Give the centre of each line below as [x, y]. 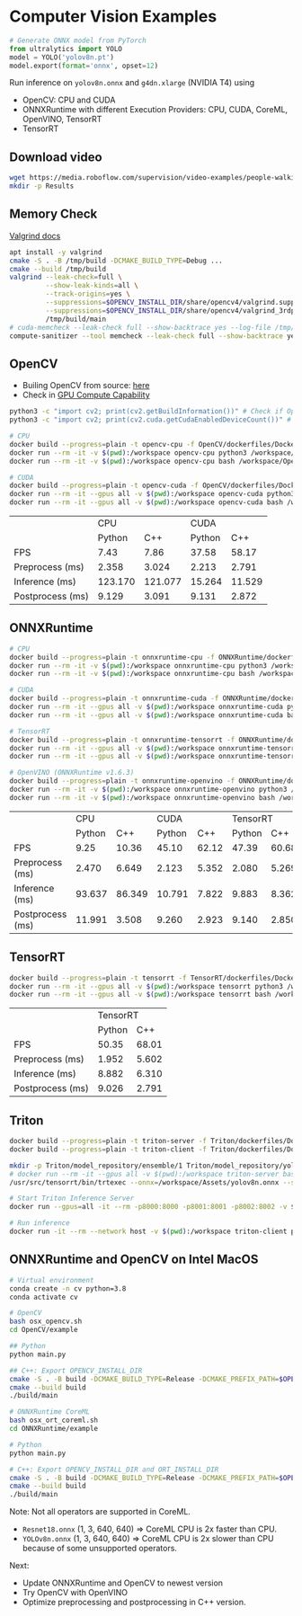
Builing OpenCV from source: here [86, 386]
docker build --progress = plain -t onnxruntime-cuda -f [114, 698]
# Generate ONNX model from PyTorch [78, 40]
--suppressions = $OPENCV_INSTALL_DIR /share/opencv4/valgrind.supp [170, 303]
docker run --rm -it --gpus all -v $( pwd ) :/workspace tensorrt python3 [146, 986]
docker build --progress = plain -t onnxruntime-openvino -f [122, 781]
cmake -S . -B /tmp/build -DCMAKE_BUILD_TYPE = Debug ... [116, 261]
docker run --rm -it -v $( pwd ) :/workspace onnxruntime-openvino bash [142, 797]
